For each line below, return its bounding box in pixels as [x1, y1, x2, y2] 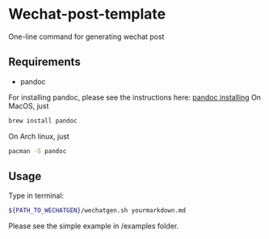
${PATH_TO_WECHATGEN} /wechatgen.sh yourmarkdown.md [8, 207, 186, 215]
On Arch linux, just [8, 131, 70, 141]
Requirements [8, 55, 81, 69]
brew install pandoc [8, 117, 78, 125]
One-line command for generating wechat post [8, 32, 165, 41]
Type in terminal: [8, 191, 65, 201]
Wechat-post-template [8, 5, 166, 23]
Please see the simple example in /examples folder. [8, 221, 179, 231]
